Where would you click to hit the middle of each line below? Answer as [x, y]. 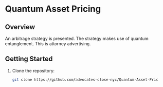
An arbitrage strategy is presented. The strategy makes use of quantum [77, 38]
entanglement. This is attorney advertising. [48, 44]
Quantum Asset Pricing [53, 9]
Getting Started [29, 59]
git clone [22, 79]
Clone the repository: [33, 70]
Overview [20, 27]
